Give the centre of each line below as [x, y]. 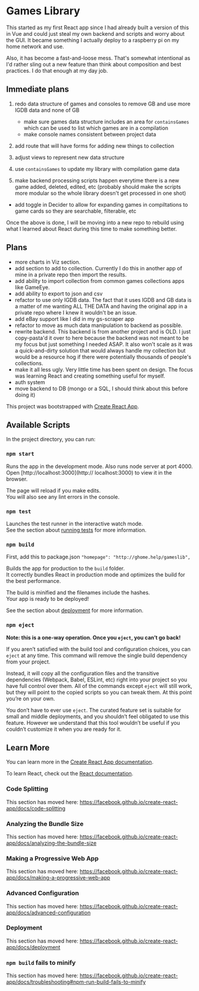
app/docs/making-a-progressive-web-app [58, 878]
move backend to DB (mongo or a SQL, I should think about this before [101, 388]
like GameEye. [32, 287]
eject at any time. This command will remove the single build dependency [97, 655]
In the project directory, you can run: [51, 440]
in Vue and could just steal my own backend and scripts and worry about [96, 33]
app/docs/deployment [33, 947]
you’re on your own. [31, 699]
